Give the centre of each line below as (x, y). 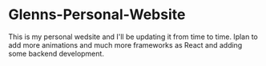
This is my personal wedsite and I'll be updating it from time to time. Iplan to (133, 37)
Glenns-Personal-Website (97, 15)
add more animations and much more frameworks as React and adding (125, 45)
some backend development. (56, 53)
